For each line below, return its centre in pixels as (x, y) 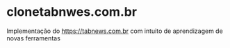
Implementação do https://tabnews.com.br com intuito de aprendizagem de (115, 31)
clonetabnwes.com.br (72, 12)
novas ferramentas (33, 38)
